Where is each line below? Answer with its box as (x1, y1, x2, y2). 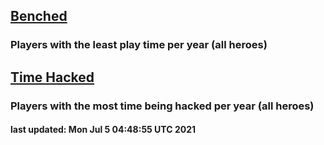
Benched (10, 8, 68, 25)
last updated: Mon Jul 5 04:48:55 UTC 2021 (10, 124, 197, 136)
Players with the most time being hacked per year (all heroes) (10, 99, 315, 113)
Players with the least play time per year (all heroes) (10, 38, 268, 52)
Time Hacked (10, 69, 95, 86)
